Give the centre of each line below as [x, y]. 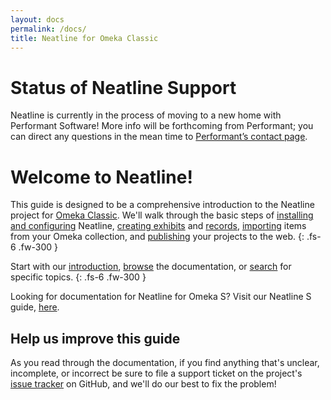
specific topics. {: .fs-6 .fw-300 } [78, 277]
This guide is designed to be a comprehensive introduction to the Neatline [162, 205]
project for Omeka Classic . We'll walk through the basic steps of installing [162, 215]
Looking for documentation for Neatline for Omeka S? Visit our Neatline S [161, 297]
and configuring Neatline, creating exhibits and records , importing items [158, 226]
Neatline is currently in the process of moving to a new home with [146, 115]
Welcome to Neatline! [101, 177]
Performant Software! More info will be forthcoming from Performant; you [162, 126]
